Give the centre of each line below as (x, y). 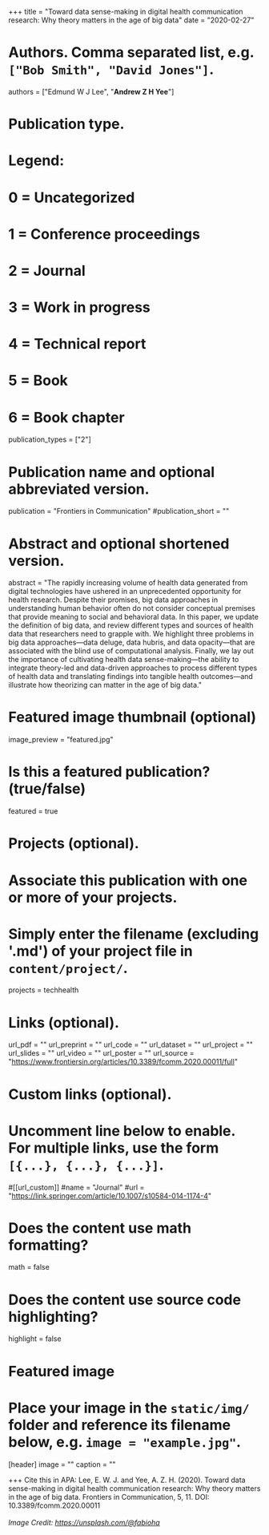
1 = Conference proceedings (104, 234)
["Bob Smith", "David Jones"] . (111, 69)
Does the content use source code (125, 1300)
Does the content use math (100, 1228)
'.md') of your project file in (101, 951)
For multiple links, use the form (114, 1147)
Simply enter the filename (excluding (134, 934)
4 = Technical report (77, 344)
